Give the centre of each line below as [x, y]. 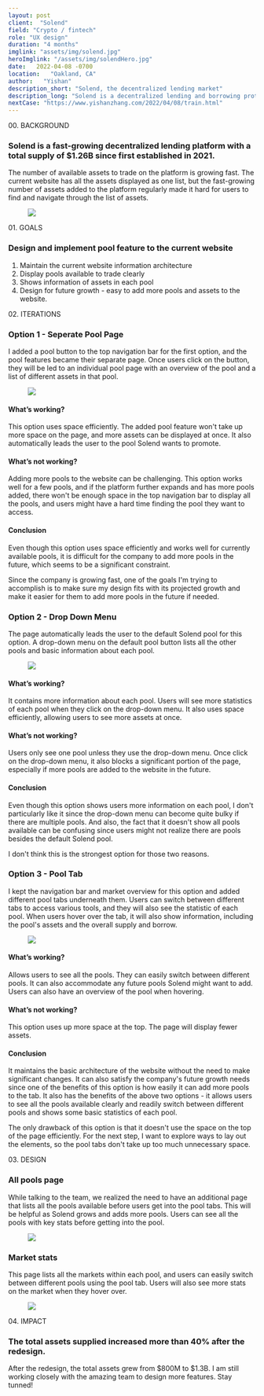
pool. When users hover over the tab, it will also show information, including [131, 916]
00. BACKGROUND [39, 126]
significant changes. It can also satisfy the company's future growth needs [129, 1079]
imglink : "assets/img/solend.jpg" [65, 52]
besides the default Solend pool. [60, 839]
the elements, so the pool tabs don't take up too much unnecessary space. [129, 1144]
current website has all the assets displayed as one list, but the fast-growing [132, 181]
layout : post [29, 15]
